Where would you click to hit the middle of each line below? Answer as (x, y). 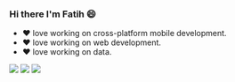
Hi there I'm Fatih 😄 (53, 14)
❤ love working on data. (67, 52)
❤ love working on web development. (92, 42)
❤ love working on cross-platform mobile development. (124, 34)
